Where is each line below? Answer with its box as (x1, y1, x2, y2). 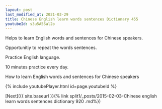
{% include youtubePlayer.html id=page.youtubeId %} (5, 83, 117, 89)
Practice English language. (5, 54, 60, 60)
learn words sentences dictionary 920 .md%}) (5, 98, 101, 104)
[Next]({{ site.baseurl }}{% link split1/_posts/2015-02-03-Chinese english (5, 93, 157, 99)
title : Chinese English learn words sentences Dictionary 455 (5, 16, 138, 21)
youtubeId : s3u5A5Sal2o (5, 21, 55, 26)
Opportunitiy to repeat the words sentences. (5, 44, 97, 50)
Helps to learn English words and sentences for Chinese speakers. (5, 35, 143, 41)
